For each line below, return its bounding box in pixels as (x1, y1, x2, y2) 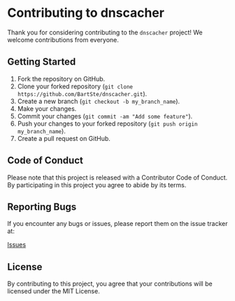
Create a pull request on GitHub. (17, 134, 111, 142)
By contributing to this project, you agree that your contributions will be (7, 279, 213, 288)
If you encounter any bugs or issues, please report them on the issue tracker (7, 220, 228, 228)
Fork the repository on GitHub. (17, 74, 106, 83)
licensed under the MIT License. (7, 287, 100, 295)
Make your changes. (17, 104, 77, 113)
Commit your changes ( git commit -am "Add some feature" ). (17, 112, 193, 120)
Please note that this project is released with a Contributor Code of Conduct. (7, 173, 228, 182)
